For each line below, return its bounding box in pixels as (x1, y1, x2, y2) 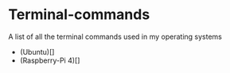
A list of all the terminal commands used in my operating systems (8, 32, 223, 41)
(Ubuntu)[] (19, 47, 55, 56)
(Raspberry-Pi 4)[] (19, 56, 80, 65)
